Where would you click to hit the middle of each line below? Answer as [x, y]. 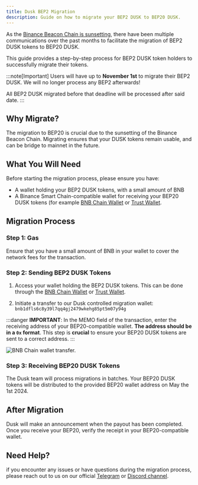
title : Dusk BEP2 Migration [41, 12]
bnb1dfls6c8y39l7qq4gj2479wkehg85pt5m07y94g [70, 309]
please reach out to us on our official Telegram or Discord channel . [87, 476]
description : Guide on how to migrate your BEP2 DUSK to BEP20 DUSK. [94, 17]
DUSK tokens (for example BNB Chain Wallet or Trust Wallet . [88, 203]
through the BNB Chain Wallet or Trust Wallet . [70, 292]
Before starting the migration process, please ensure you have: [83, 178]
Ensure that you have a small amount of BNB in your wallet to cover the [92, 251]
